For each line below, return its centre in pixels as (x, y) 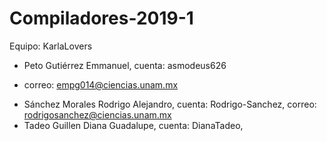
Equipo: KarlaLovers (51, 46)
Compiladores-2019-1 (101, 18)
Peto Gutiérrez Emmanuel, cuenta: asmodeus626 (125, 65)
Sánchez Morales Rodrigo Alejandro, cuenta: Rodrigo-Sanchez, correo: (170, 104)
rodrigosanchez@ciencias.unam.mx (97, 114)
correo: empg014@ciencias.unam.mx (101, 84)
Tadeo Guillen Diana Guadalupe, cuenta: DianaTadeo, (133, 125)
